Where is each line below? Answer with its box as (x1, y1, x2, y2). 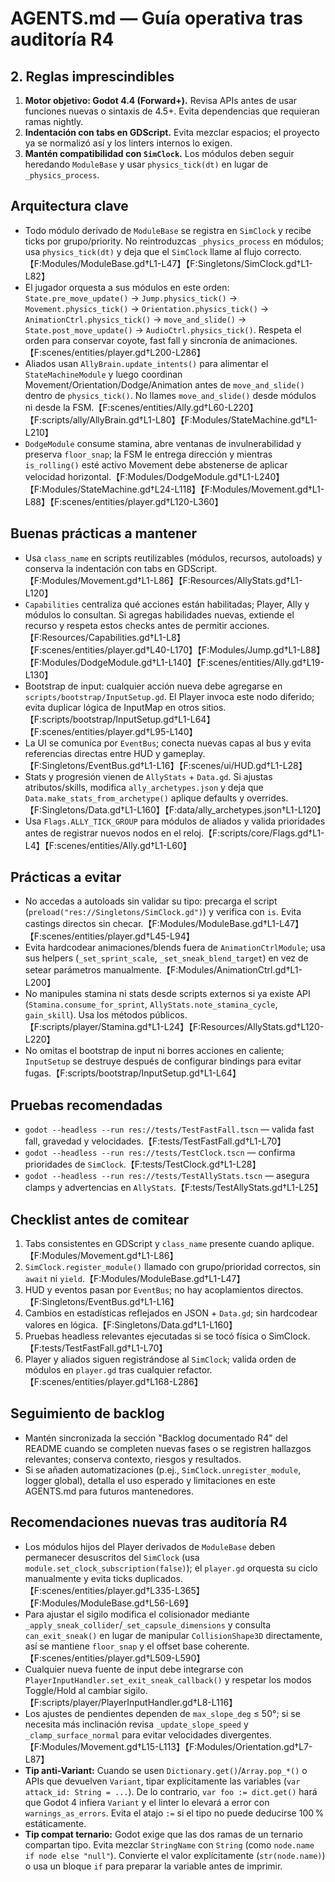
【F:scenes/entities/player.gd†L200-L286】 (24, 346, 206, 358)
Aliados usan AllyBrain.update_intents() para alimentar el (24, 357, 269, 369)
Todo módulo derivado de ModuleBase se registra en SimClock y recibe (24, 224, 312, 236)
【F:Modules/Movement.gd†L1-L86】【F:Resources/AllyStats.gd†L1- (24, 574, 303, 586)
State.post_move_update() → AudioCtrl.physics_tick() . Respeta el (24, 323, 302, 336)
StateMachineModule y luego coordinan (24, 368, 183, 380)
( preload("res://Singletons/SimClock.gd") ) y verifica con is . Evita (24, 906, 302, 918)
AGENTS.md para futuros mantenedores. (24, 1485, 194, 1497)
